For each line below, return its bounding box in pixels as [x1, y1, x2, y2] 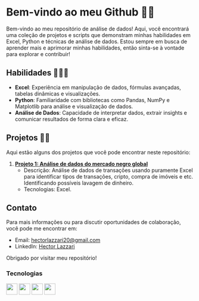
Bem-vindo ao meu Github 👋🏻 [6, 5, 155, 19]
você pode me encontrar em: [6, 225, 77, 232]
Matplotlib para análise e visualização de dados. [14, 103, 133, 110]
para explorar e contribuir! [6, 50, 70, 57]
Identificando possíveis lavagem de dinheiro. [23, 179, 134, 186]
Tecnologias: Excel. [23, 185, 71, 193]
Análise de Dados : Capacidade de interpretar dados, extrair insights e [14, 109, 188, 116]
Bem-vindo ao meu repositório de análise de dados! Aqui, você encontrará [6, 25, 189, 32]
